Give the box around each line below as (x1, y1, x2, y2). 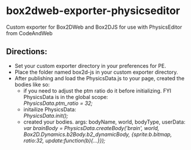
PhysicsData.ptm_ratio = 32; (23, 100, 93, 107)
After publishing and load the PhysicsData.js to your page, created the (14, 74, 185, 81)
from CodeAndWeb (6, 29, 53, 36)
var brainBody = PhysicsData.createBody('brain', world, (23, 124, 160, 131)
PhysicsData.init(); (23, 112, 69, 119)
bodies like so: (14, 81, 50, 88)
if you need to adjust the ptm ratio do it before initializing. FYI (23, 87, 172, 94)
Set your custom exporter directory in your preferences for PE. (14, 62, 166, 69)
